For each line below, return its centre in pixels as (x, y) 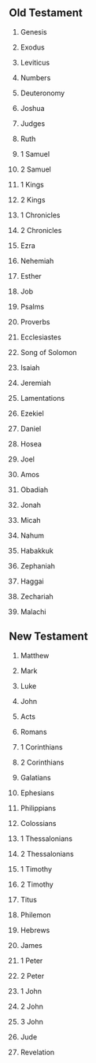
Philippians (38, 808)
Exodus (33, 47)
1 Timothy (36, 869)
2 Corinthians (42, 762)
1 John (31, 991)
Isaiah (30, 367)
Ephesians (37, 793)
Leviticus (35, 62)
